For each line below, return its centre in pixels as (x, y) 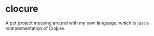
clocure (22, 9)
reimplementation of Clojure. (35, 28)
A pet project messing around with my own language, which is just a (77, 23)
